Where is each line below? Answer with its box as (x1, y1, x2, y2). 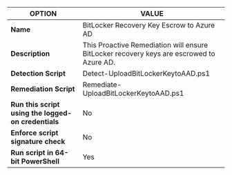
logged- (43, 108, 72, 118)
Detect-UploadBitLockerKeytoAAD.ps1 (82, 69, 211, 78)
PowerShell (21, 156, 60, 166)
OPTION (30, 9, 57, 18)
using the (10, 108, 43, 118)
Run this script (10, 100, 60, 109)
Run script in (10, 148, 54, 157)
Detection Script (10, 69, 66, 78)
